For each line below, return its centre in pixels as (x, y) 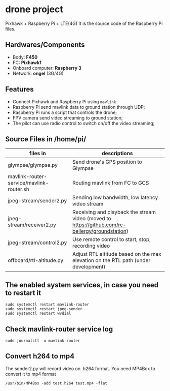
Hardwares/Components (45, 45)
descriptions (117, 154)
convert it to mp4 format (31, 374)
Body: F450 (25, 57)
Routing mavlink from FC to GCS (111, 183)
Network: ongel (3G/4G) (38, 73)
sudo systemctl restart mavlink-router (47, 305)
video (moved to (92, 219)
